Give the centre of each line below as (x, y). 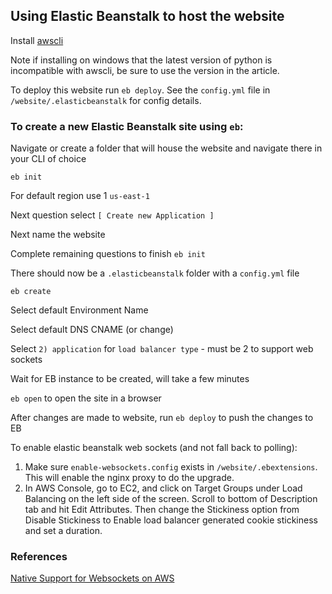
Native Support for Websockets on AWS (92, 578)
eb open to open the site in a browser (86, 398)
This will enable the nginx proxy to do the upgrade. (129, 478)
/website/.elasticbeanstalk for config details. (106, 100)
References (39, 557)
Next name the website (58, 235)
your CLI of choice (48, 159)
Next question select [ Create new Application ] (112, 215)
